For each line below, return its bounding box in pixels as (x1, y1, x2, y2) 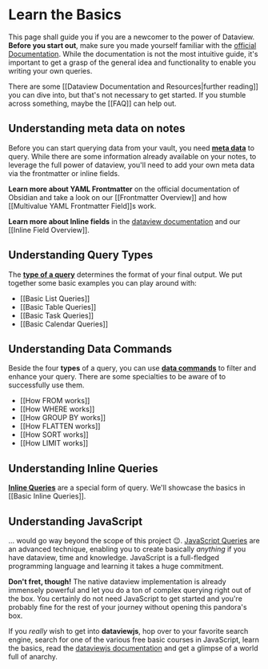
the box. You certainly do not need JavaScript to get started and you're (8, 594, 242, 603)
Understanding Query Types (8, 248, 154, 262)
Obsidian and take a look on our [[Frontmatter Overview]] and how (8, 192, 227, 202)
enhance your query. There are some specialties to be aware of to (8, 372, 226, 382)
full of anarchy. (8, 652, 58, 661)
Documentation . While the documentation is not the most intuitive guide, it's (8, 49, 258, 58)
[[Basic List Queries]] (19, 294, 90, 303)
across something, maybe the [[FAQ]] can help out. (8, 98, 177, 108)
